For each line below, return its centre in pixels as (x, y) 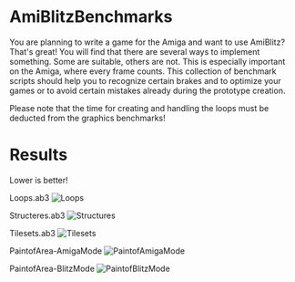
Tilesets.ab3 (33, 233)
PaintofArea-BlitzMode (52, 268)
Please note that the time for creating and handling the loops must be (139, 108)
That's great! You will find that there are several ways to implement (135, 51)
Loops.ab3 (30, 197)
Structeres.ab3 (37, 215)
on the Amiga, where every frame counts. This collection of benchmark (143, 71)
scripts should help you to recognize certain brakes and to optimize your (146, 80)
